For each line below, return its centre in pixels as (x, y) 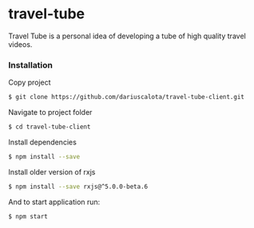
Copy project (30, 83)
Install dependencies (43, 142)
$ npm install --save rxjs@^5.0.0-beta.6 (78, 187)
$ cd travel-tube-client (50, 127)
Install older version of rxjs (52, 171)
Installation (31, 65)
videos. (20, 44)
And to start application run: (54, 202)
